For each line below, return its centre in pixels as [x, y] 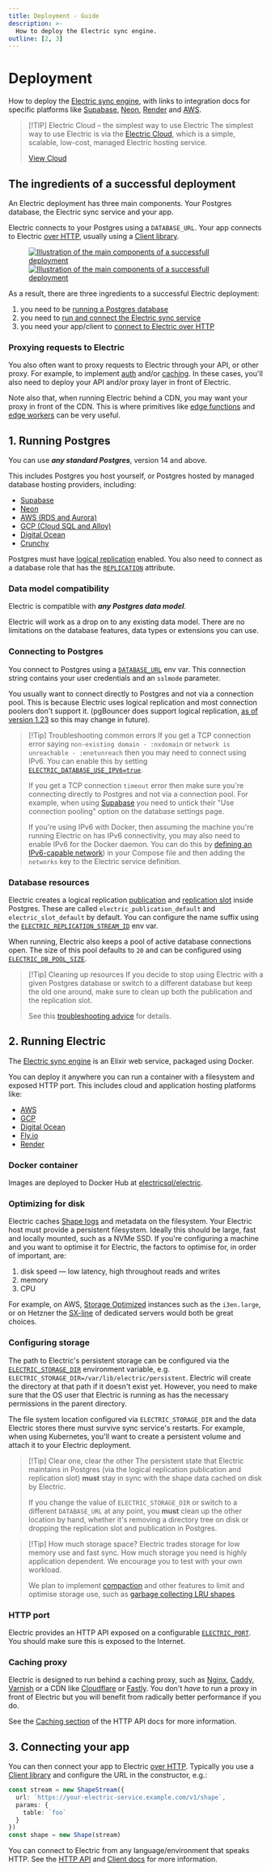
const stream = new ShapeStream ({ [67, 1790]
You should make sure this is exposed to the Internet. [97, 1641]
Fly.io [29, 1135]
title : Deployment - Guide [54, 16]
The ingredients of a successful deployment [122, 184]
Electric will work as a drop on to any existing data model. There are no [127, 622]
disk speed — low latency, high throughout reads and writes [120, 1272]
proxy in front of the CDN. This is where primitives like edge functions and [132, 407]
